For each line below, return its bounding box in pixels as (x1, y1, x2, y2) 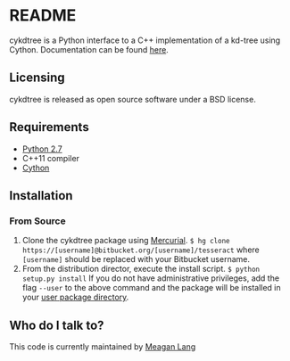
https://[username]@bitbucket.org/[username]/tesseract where (21, 244, 261, 255)
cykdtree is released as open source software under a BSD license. (9, 94, 256, 104)
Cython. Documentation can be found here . (9, 44, 170, 54)
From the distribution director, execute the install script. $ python (21, 264, 261, 275)
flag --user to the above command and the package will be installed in (21, 283, 281, 293)
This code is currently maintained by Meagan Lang (9, 341, 196, 352)
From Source (9, 215, 66, 227)
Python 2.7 (21, 144, 62, 154)
